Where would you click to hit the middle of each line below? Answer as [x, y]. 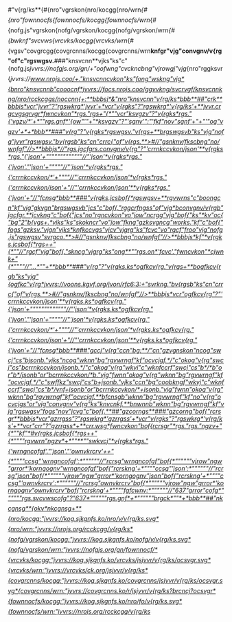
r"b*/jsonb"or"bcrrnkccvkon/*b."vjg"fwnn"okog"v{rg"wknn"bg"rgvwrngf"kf [116, 375]
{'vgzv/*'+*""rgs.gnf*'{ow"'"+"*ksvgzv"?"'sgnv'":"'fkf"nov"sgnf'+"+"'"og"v [116, 121]
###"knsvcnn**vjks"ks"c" [91, 61]
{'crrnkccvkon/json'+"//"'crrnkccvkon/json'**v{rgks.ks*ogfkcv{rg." [103, 340]
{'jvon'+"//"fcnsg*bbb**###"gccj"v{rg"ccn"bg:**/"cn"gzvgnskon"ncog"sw [115, 350]
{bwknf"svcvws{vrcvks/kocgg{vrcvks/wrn [68, 41]
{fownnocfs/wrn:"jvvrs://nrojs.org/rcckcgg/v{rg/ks [79, 611]
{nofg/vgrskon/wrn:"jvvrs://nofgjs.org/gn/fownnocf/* [83, 549]
